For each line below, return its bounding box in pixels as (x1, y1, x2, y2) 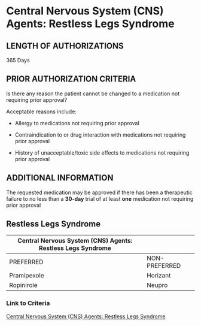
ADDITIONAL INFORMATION (6, 173, 114, 183)
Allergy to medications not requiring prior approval (14, 119, 139, 126)
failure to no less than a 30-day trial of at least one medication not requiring (6, 195, 194, 202)
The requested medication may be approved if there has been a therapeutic (6, 189, 193, 196)
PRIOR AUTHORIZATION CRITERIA (6, 74, 136, 84)
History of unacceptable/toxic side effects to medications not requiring (14, 149, 190, 156)
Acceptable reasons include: (6, 108, 77, 115)
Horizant (146, 271, 171, 280)
